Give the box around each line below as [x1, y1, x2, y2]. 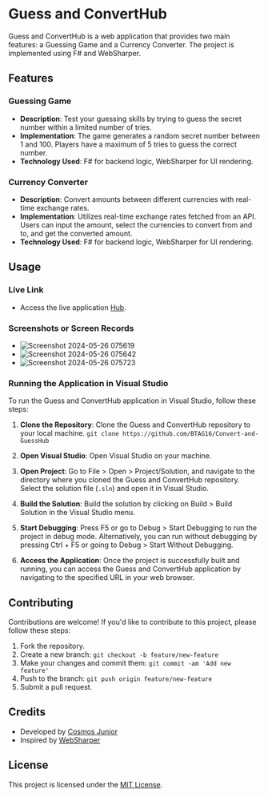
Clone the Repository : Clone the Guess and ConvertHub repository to [19, 420, 250, 429]
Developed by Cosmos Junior [19, 727, 118, 736]
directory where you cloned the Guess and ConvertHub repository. [19, 475, 240, 485]
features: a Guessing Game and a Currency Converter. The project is [8, 39, 234, 49]
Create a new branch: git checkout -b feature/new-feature [19, 650, 218, 659]
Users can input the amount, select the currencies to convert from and [19, 219, 253, 229]
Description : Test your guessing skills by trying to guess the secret [19, 114, 242, 123]
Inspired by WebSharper [19, 735, 101, 745]
